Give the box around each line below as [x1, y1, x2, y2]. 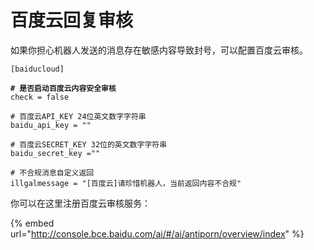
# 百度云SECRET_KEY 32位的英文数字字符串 [10, 139, 168, 150]
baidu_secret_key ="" [10, 148, 101, 158]
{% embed [10, 217, 55, 229]
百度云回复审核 [10, 9, 134, 32]
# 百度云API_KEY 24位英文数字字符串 [10, 111, 147, 121]
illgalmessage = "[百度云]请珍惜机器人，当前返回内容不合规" [10, 178, 242, 188]
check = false [10, 92, 70, 102]
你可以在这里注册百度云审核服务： [10, 197, 151, 209]
